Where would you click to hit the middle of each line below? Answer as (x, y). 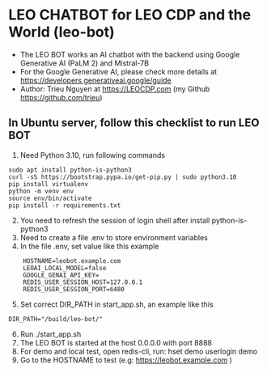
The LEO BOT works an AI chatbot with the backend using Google (130, 54)
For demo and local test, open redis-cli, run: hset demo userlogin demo (138, 351)
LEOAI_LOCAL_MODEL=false (65, 268)
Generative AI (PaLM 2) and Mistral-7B (85, 63)
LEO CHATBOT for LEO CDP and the (130, 15)
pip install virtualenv (49, 184)
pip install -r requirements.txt (65, 205)
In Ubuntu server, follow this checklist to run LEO (134, 123)
